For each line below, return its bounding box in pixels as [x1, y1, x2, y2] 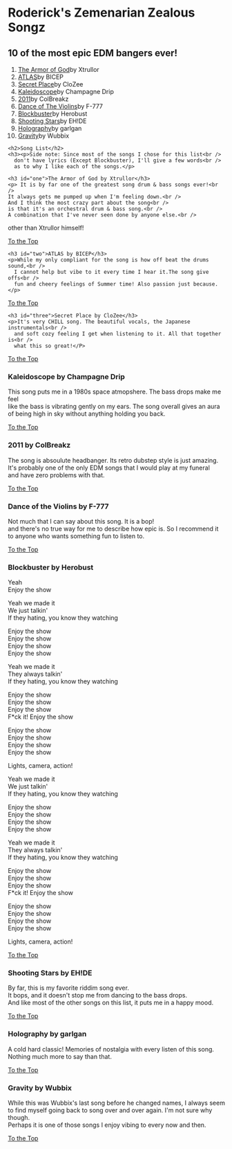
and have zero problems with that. [8, 470, 106, 479]
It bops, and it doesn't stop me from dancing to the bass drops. [8, 991, 188, 1000]
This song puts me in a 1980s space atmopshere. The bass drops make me [8, 387, 222, 396]
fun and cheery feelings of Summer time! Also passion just [14, 281, 191, 288]
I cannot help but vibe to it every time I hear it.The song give [14, 268, 209, 275]
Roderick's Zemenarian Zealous [8, 5, 195, 21]
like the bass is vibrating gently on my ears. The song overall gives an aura [8, 403, 220, 411]
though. [8, 1114, 30, 1122]
